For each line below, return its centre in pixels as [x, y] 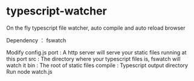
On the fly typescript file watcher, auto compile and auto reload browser [96, 28]
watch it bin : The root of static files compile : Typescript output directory [97, 65]
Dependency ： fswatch [36, 40]
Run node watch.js [29, 71]
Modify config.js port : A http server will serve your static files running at [96, 52]
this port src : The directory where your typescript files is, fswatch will [93, 59]
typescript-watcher [57, 11]
